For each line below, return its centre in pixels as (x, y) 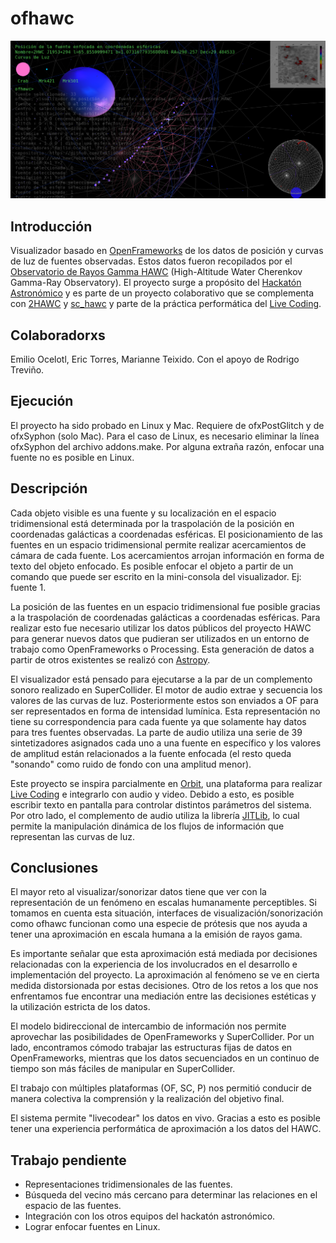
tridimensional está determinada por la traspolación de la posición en (152, 523)
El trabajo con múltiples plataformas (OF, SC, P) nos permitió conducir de (161, 1088)
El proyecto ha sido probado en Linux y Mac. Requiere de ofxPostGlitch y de (167, 425)
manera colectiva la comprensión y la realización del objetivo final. (147, 1099)
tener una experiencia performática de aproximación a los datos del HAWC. (166, 1129)
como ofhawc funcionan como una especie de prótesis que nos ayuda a (159, 924)
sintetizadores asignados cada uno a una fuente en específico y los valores (166, 743)
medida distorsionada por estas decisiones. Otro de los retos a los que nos (164, 986)
